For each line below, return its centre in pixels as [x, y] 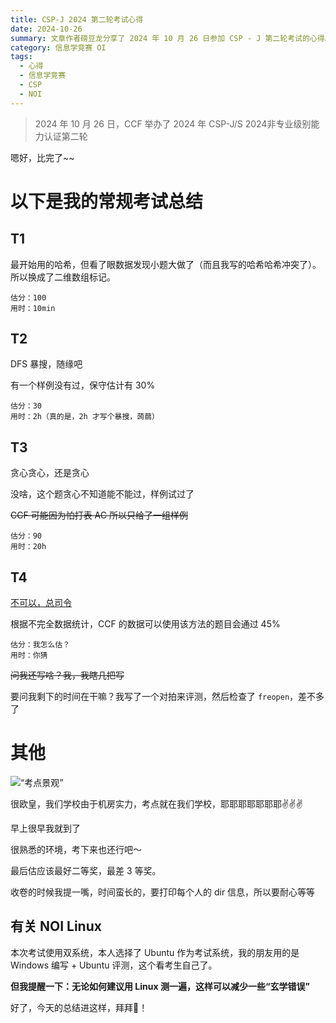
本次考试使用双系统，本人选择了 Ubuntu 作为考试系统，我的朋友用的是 [155, 952]
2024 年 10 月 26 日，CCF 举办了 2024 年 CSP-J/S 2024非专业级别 [173, 123]
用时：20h [28, 547]
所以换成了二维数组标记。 [63, 277]
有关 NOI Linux [56, 926]
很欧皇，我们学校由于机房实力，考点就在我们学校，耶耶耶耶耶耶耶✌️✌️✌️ [156, 804]
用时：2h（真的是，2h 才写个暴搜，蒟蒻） [85, 417]
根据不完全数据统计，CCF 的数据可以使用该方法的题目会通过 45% [145, 624]
